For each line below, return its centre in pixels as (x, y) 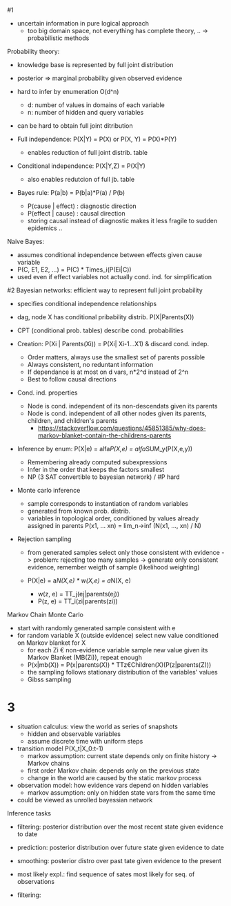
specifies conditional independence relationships (87, 304)
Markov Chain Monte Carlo (46, 615)
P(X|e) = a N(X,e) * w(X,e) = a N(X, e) (79, 581)
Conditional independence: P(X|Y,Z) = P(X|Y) (81, 166)
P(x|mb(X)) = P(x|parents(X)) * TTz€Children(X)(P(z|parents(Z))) (119, 665)
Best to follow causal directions (72, 379)
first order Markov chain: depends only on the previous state (113, 771)
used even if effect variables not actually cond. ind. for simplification (114, 277)
